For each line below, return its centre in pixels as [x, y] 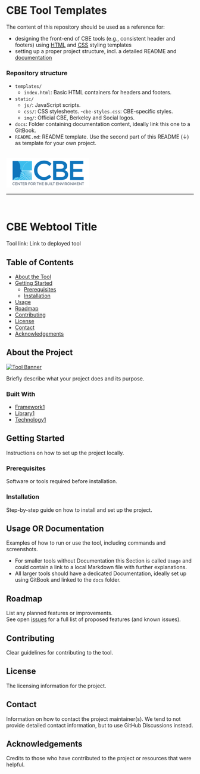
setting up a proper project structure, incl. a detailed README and [96, 51]
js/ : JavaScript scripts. [52, 105]
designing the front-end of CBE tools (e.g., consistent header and [95, 38]
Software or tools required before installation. [62, 481]
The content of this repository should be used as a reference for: [86, 27]
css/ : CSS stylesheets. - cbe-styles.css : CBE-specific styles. [98, 112]
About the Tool [33, 277]
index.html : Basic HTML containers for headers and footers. [98, 93]
